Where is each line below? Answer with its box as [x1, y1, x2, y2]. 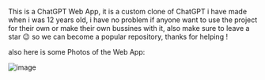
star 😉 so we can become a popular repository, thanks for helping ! [8, 32, 228, 41]
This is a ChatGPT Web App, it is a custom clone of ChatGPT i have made [8, 7, 248, 16]
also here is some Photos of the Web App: [8, 48, 146, 56]
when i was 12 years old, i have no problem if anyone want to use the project [8, 15, 258, 25]
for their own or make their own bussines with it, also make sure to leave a [8, 24, 250, 32]
